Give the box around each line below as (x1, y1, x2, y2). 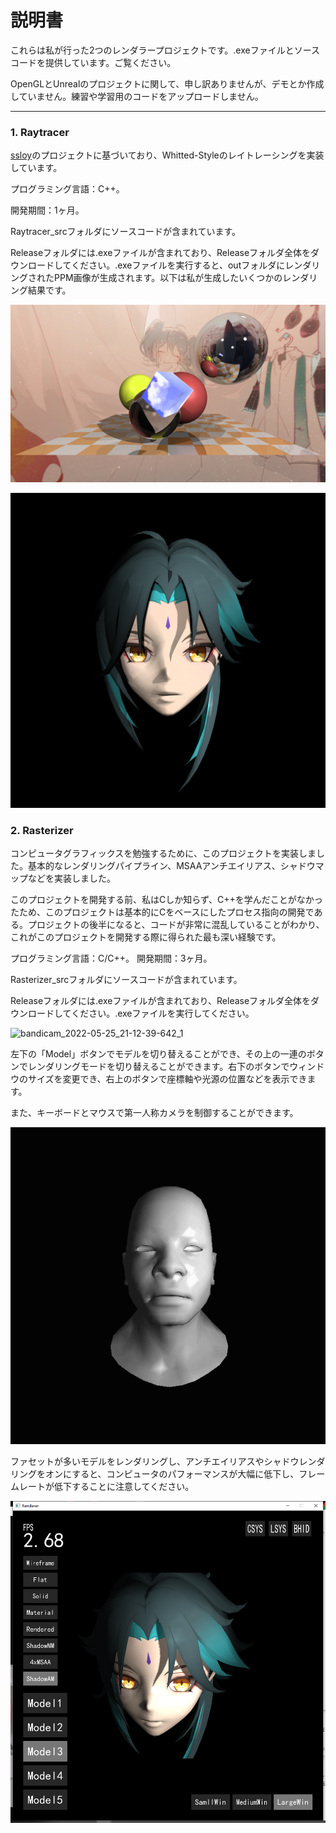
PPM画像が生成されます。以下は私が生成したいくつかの (53, 272, 283, 284)
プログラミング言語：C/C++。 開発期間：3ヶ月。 (10, 952, 213, 965)
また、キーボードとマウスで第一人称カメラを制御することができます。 (10, 1107, 299, 1119)
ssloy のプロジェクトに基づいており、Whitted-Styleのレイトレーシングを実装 (10, 149, 325, 161)
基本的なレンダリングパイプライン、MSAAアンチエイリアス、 (27, 860, 281, 872)
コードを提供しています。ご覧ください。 (10, 56, 177, 68)
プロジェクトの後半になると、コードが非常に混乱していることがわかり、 (27, 919, 325, 931)
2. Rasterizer (10, 823, 74, 837)
